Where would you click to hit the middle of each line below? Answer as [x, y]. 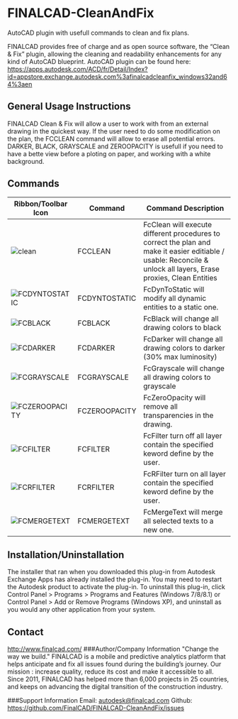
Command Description [185, 208]
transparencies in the [178, 415]
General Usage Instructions [69, 107]
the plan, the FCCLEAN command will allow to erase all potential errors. [112, 138]
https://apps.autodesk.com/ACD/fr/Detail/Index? [78, 69]
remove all [161, 406]
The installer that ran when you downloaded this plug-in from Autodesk [112, 572]
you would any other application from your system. [81, 610]
